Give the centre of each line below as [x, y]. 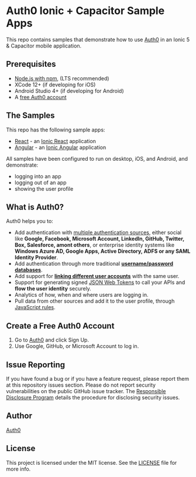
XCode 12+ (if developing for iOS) [55, 84]
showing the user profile [44, 188]
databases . [28, 270]
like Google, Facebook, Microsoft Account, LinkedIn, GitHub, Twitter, [99, 239]
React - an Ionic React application [55, 141]
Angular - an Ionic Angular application [60, 147]
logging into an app [38, 176]
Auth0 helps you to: [30, 221]
